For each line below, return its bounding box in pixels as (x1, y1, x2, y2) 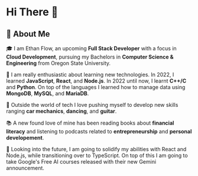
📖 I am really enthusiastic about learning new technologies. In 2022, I (6, 71, 174, 78)
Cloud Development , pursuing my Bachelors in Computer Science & (6, 53, 174, 60)
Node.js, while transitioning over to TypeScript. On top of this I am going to (6, 152, 188, 159)
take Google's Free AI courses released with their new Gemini (6, 158, 157, 165)
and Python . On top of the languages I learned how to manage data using (6, 84, 186, 90)
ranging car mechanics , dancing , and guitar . (6, 107, 117, 115)
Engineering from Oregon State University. (6, 60, 111, 67)
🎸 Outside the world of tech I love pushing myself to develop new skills (6, 102, 178, 108)
